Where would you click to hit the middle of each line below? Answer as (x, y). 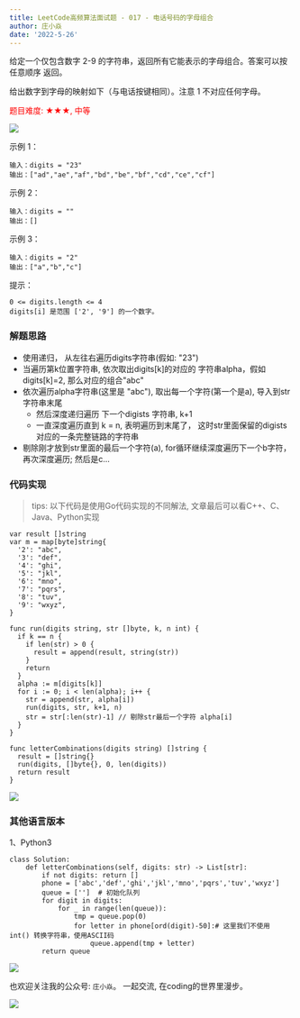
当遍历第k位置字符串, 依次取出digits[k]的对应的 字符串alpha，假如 (144, 368)
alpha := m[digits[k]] (60, 684)
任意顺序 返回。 (38, 72)
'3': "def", (40, 558)
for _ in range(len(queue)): (112, 909)
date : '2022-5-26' (44, 34)
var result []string (48, 534)
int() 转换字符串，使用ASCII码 (62, 936)
